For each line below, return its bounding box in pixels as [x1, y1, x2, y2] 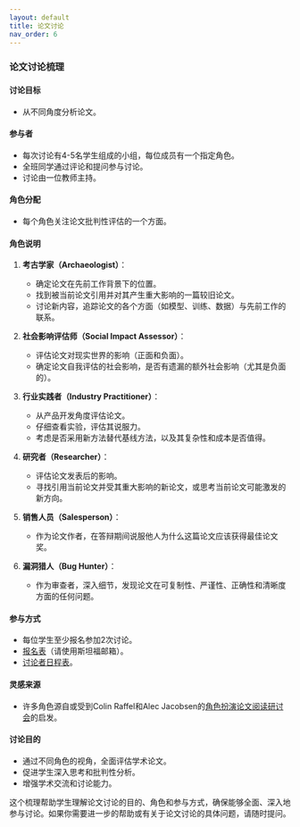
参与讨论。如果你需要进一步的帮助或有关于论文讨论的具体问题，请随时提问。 [9, 807, 291, 818]
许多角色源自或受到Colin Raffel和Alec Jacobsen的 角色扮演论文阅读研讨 [21, 700, 284, 711]
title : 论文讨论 [9, 21, 64, 30]
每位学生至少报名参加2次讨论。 [21, 635, 137, 646]
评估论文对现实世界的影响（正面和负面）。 [35, 350, 189, 361]
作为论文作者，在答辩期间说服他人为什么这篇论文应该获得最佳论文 [35, 530, 279, 541]
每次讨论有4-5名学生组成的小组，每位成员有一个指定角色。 [21, 149, 239, 161]
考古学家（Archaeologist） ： [21, 260, 128, 271]
